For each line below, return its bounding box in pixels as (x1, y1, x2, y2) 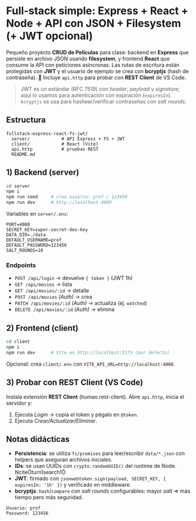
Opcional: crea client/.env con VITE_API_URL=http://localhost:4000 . (6, 360, 175, 367)
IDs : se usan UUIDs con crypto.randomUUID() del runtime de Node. (14, 463, 177, 470)
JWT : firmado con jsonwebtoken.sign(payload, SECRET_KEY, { (14, 475, 166, 482)
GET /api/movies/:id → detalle (14, 287, 89, 294)
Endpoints (6, 261, 36, 269)
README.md (11, 151, 35, 157)
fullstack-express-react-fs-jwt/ (6, 131, 88, 136)
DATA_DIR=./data (6, 232, 46, 238)
